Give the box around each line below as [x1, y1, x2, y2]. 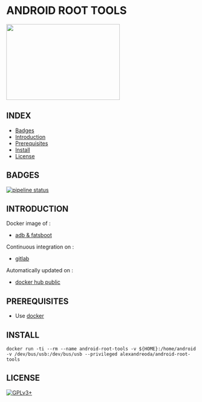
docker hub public [15, 278, 60, 286]
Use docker [15, 312, 44, 320]
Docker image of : [6, 219, 51, 227]
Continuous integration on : [6, 243, 74, 250]
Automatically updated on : [6, 267, 74, 274]
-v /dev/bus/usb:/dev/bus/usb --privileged [6, 351, 118, 357]
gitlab [15, 255, 30, 263]
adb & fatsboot [15, 232, 53, 239]
